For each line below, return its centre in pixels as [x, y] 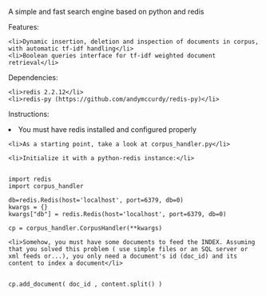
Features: [24, 27]
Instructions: [29, 114]
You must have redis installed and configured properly [108, 130]
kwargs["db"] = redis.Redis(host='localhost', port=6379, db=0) [117, 214]
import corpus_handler [46, 186]
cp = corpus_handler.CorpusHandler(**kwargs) [85, 228]
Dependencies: [33, 78]
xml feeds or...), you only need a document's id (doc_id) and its [123, 256]
